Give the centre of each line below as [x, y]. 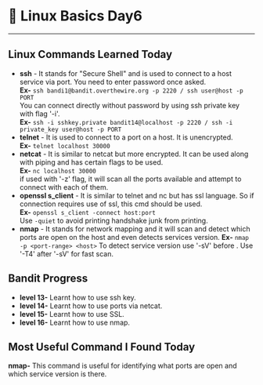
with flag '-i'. [40, 114]
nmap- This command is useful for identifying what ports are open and [122, 366]
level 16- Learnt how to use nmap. [75, 322]
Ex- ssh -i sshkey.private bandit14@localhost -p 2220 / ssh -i [126, 122]
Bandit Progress [48, 279]
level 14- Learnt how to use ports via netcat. [91, 306]
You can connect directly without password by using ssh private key [130, 105]
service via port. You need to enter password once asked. [113, 82]
